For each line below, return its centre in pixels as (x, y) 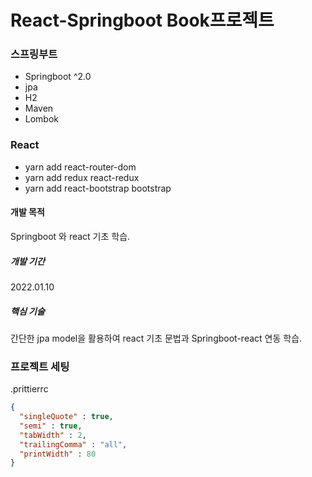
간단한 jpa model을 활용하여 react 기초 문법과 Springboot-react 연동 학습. (156, 338)
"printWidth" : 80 (58, 454)
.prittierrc (29, 389)
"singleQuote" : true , (66, 417)
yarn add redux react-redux (82, 177)
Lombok (42, 119)
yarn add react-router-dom (80, 167)
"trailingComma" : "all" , (73, 444)
